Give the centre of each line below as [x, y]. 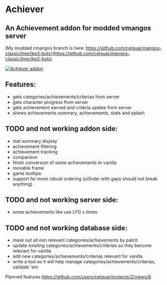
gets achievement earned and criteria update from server [72, 107]
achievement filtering [35, 146]
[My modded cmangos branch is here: [45, 48]
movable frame [28, 168]
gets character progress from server [50, 102]
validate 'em [25, 267]
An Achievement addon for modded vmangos [78, 28]
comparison [25, 157]
